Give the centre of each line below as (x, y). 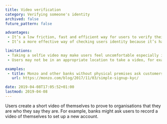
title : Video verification (33, 10)
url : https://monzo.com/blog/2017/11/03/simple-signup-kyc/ (75, 78)
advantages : (17, 33)
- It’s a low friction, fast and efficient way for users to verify (80, 37)
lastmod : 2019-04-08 (27, 92)
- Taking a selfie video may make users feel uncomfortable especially (83, 55)
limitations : (19, 51)
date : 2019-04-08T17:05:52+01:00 (40, 87)
